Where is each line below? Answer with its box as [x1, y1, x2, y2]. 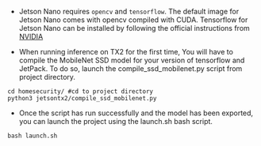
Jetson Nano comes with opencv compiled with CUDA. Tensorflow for [18, 15, 248, 24]
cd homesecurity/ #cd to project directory [7, 88, 154, 95]
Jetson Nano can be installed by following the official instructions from [18, 24, 251, 32]
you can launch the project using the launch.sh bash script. [18, 117, 213, 125]
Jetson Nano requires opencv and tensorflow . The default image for [18, 7, 240, 16]
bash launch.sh [7, 132, 58, 140]
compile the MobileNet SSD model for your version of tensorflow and [18, 55, 245, 65]
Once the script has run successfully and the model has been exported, [18, 108, 254, 118]
